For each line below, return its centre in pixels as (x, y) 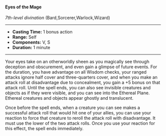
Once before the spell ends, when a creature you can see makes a (73, 108)
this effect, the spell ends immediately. (44, 129)
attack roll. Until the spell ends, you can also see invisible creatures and (78, 88)
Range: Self (24, 37)
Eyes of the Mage (23, 7)
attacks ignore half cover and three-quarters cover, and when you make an (82, 77)
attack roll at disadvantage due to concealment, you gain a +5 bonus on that (83, 82)
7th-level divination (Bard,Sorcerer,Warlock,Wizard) (58, 18)
